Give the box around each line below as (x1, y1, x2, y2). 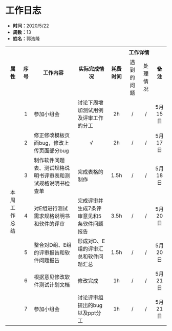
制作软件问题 (34, 157, 65, 164)
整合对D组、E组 (34, 241, 72, 248)
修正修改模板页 (34, 131, 70, 139)
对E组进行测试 (34, 205, 68, 212)
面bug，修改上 (34, 139, 69, 146)
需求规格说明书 (34, 212, 70, 220)
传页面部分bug (34, 147, 69, 154)
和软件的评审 (34, 220, 65, 227)
